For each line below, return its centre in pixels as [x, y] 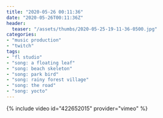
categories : [21, 35]
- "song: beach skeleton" [39, 68]
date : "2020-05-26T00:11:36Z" [45, 18]
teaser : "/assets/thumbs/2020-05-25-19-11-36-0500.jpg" [85, 29]
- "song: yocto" [27, 91]
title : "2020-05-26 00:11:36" [45, 12]
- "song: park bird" [33, 74]
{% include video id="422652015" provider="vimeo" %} [77, 108]
